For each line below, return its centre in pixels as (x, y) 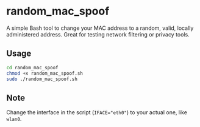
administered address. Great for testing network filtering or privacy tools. (98, 34)
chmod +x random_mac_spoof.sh (45, 73)
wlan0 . (14, 119)
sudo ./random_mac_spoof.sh (42, 79)
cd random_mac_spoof (33, 67)
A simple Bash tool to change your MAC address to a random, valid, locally (100, 28)
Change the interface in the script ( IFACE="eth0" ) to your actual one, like (97, 112)
